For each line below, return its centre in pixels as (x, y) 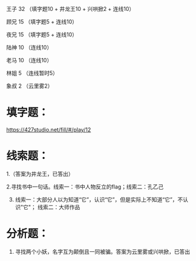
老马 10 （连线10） (29, 60)
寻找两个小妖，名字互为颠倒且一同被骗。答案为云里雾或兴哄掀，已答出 (103, 251)
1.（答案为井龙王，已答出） (40, 173)
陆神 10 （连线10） (29, 47)
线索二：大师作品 (59, 207)
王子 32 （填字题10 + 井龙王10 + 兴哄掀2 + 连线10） (70, 9)
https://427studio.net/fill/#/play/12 (49, 129)
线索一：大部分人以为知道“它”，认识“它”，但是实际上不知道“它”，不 (99, 199)
